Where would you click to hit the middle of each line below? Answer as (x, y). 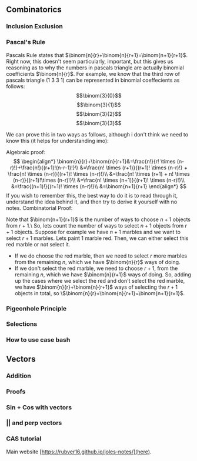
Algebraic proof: (26, 152)
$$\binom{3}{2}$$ (99, 113)
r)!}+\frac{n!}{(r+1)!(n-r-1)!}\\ (44, 168)
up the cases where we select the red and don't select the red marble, (100, 280)
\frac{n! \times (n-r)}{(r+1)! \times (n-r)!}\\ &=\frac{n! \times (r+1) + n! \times (99, 173)
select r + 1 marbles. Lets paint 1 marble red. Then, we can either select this (97, 238)
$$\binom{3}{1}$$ (99, 105)
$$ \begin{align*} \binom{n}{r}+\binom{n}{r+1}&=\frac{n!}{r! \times (94, 161)
